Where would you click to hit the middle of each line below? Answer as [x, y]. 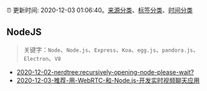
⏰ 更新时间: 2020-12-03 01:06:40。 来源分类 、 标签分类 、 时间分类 [100, 10]
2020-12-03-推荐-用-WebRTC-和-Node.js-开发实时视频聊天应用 [108, 80]
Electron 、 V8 [42, 58]
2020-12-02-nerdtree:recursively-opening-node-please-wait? [105, 72]
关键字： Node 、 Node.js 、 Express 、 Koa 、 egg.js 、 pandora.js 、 [111, 50]
